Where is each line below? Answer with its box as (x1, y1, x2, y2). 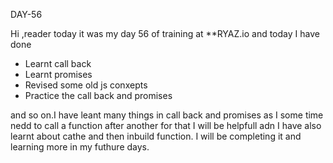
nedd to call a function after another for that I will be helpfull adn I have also (10, 120, 322, 131)
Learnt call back (24, 58, 92, 69)
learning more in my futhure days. (10, 141, 150, 153)
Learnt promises (24, 69, 93, 80)
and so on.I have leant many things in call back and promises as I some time (10, 109, 324, 121)
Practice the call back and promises (24, 90, 173, 101)
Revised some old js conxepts (24, 79, 148, 91)
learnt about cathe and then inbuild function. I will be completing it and (10, 130, 302, 142)
